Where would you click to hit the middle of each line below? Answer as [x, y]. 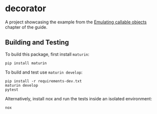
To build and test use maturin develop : [44, 72]
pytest [12, 90]
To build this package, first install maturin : [47, 54]
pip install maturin [26, 63]
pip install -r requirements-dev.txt [44, 81]
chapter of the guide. [26, 27]
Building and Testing [37, 43]
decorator [26, 9]
